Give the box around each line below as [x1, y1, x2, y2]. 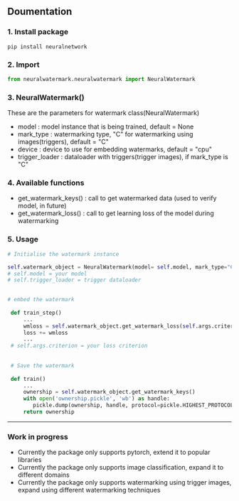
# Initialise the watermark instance [7, 250, 119, 258]
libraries [17, 456, 42, 464]
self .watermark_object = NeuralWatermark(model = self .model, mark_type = [7, 263, 228, 271]
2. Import [7, 60, 40, 70]
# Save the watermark [10, 362, 75, 369]
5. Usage [7, 235, 39, 244]
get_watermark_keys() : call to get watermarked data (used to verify [17, 194, 217, 203]
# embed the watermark [7, 296, 75, 303]
